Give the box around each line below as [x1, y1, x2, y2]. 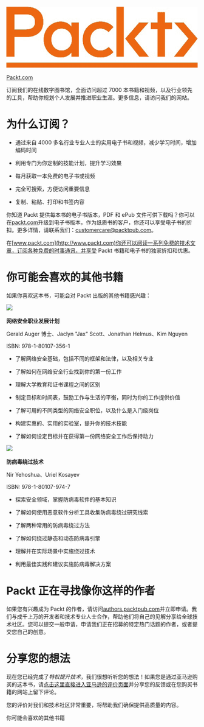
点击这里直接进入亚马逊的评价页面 [43, 681, 129, 688]
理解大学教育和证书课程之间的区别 [15, 381, 101, 388]
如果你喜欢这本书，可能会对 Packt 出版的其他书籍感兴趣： [6, 292, 151, 299]
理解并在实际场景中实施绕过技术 [15, 547, 95, 555]
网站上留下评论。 [16, 689, 59, 696]
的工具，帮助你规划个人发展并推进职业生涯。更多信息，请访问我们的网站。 [6, 94, 192, 101]
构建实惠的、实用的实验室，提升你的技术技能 [15, 420, 127, 427]
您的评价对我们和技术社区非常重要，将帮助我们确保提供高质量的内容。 [6, 701, 182, 709]
